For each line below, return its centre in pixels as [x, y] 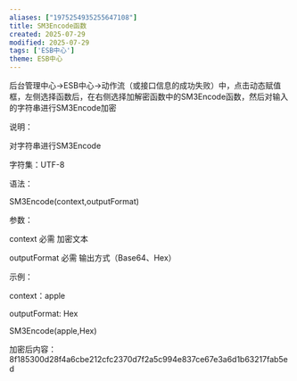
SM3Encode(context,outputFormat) [74, 201]
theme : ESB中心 [36, 59]
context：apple [37, 296]
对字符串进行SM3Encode [55, 145]
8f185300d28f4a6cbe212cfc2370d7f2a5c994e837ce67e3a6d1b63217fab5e [148, 359]
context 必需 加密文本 [49, 239]
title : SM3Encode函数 [48, 26]
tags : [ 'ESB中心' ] [42, 51]
